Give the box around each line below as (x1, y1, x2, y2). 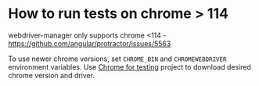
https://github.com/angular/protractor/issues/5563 (8, 38, 171, 48)
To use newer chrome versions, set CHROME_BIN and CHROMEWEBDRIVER (8, 54, 227, 63)
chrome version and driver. (8, 70, 95, 80)
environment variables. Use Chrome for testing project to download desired (8, 62, 252, 71)
